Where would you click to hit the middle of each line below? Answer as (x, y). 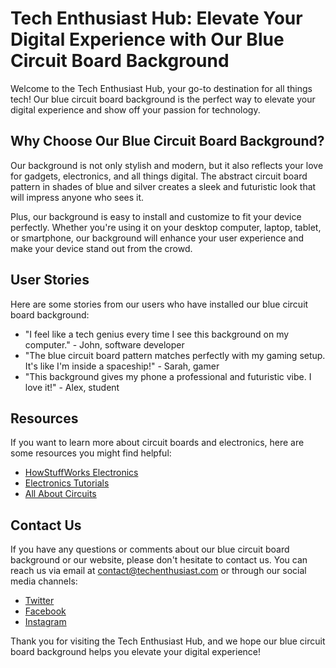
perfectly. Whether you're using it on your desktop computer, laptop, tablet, (166, 227)
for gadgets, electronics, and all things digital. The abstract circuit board (159, 176)
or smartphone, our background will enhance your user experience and (157, 238)
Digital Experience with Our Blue (147, 39)
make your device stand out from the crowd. (101, 248)
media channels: (44, 581)
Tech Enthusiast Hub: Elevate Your (156, 18)
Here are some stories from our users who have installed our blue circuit (159, 304)
